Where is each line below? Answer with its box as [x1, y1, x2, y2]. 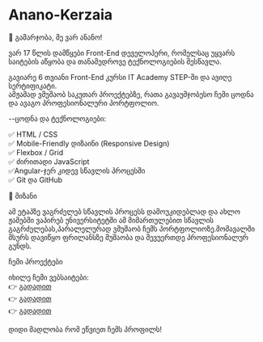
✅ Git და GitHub [8, 175, 63, 184]
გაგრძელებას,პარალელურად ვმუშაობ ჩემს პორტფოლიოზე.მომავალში [8, 224, 256, 234]
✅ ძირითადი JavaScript [8, 156, 90, 167]
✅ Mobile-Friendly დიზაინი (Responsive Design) [8, 138, 170, 148]
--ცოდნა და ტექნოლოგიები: [8, 113, 107, 123]
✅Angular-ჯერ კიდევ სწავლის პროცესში [8, 166, 146, 175]
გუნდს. [8, 241, 32, 251]
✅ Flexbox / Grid [8, 147, 63, 157]
